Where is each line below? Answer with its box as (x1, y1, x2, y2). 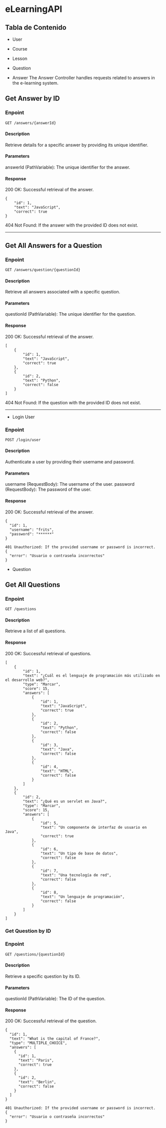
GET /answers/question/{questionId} (5, 267, 81, 272)
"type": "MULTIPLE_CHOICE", (9, 1041, 68, 1046)
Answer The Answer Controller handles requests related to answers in (12, 75, 155, 80)
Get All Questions (5, 580, 60, 589)
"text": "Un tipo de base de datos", (40, 851, 119, 856)
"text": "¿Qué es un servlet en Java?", (23, 799, 107, 804)
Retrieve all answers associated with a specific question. (5, 289, 120, 295)
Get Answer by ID (5, 94, 60, 103)
